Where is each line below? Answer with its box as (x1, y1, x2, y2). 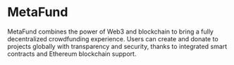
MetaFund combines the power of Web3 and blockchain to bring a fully (7, 27, 214, 36)
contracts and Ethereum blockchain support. (7, 50, 137, 58)
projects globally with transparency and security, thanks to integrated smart (7, 42, 228, 50)
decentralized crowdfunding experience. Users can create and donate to (7, 34, 218, 43)
